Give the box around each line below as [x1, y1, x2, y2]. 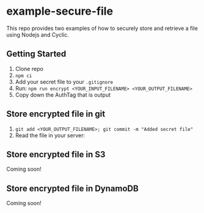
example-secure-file [6, 4, 114, 18]
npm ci [15, 72, 32, 79]
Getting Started [6, 49, 67, 59]
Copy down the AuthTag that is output [15, 91, 111, 99]
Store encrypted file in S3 [6, 149, 106, 160]
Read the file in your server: [15, 132, 86, 139]
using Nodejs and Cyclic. [6, 31, 69, 38]
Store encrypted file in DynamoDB [6, 183, 139, 193]
